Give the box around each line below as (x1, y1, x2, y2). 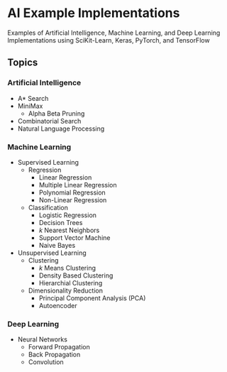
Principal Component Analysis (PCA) (38, 293, 146, 302)
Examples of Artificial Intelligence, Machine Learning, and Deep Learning (7, 28, 221, 37)
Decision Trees (38, 218, 83, 226)
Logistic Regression (38, 211, 97, 219)
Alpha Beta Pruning (28, 109, 85, 118)
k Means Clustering (38, 263, 96, 272)
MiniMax (17, 102, 43, 110)
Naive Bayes (38, 241, 76, 249)
